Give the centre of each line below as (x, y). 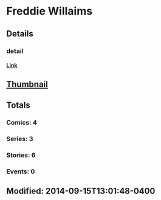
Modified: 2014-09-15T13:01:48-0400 (81, 191)
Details (20, 34)
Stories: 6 (21, 155)
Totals (18, 105)
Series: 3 (20, 139)
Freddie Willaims (50, 11)
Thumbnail (27, 84)
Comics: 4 (22, 122)
